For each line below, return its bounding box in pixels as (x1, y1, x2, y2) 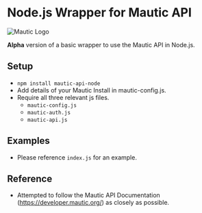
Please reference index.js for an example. (16, 153, 137, 162)
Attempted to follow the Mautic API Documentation (16, 191, 161, 199)
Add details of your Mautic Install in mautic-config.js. (16, 86, 166, 94)
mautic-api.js (27, 116, 68, 123)
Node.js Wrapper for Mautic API (7, 5, 192, 21)
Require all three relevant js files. (16, 93, 110, 101)
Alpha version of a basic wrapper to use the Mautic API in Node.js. (7, 40, 195, 49)
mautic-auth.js (27, 109, 71, 116)
